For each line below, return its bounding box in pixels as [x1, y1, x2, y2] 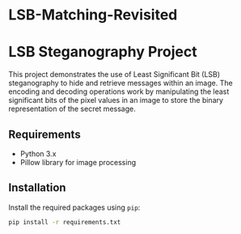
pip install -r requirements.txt [8, 218, 121, 226]
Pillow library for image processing [19, 157, 136, 167]
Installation [8, 181, 66, 195]
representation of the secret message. [8, 104, 136, 114]
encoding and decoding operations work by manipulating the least [8, 87, 230, 96]
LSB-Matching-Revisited [8, 6, 178, 24]
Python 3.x [19, 148, 57, 159]
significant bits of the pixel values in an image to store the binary [8, 96, 224, 105]
